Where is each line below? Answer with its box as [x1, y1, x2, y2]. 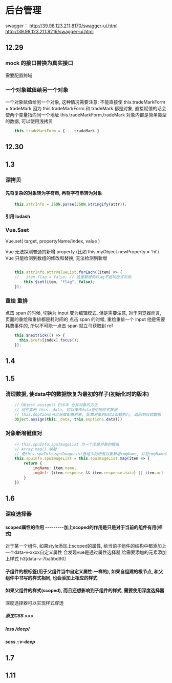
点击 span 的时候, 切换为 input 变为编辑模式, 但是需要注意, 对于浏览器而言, [5, 310, 162, 316]
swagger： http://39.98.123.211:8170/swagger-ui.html [5, 23, 118, 29]
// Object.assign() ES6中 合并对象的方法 [14, 402, 98, 408]
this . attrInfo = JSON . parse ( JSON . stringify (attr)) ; [14, 202, 127, 207]
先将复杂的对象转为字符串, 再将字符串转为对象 [5, 190, 102, 196]
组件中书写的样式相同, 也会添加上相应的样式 [5, 575, 98, 581]
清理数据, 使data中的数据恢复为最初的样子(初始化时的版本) [5, 390, 149, 397]
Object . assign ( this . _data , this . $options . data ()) [14, 416, 123, 422]
